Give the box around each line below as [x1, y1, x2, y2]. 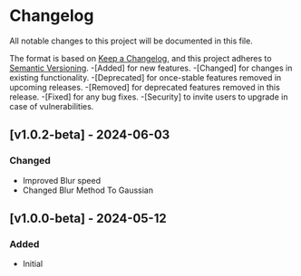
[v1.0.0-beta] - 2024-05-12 [9, 211, 167, 226]
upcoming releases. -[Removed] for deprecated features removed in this [9, 81, 281, 92]
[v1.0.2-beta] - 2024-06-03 [9, 128, 170, 143]
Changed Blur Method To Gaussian [22, 185, 154, 195]
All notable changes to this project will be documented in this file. [9, 35, 254, 46]
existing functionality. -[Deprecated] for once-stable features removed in [9, 71, 282, 82]
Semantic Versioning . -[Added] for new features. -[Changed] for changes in [9, 62, 293, 73]
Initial [22, 259, 44, 270]
